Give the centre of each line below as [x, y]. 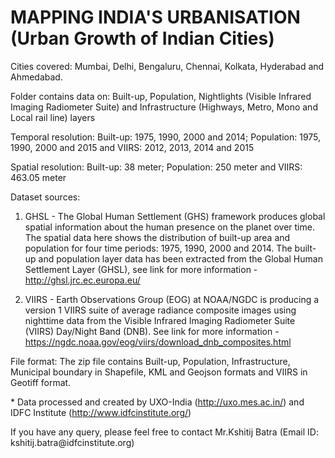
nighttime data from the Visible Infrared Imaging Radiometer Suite [160, 320]
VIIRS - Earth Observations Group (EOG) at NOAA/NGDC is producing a [172, 299]
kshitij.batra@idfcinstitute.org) [72, 442]
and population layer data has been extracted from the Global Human [180, 258]
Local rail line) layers [53, 117]
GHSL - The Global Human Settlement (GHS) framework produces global [175, 216]
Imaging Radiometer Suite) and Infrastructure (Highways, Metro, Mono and [164, 107]
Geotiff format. [41, 382]
